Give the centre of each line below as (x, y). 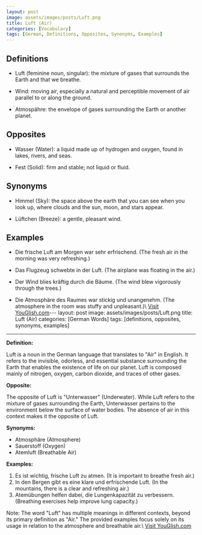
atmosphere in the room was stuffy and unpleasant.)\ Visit (87, 306)
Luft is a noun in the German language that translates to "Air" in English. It (97, 355)
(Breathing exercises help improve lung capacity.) (76, 501)
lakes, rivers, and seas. (43, 155)
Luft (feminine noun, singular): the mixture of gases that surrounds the (102, 73)
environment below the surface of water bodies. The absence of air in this (98, 410)
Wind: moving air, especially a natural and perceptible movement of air (102, 91)
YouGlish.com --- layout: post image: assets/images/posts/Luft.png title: (104, 313)
